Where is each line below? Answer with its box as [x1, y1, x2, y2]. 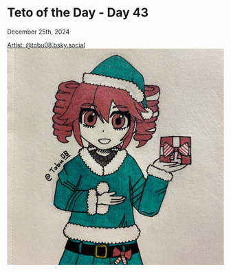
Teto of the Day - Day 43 [7, 5, 149, 21]
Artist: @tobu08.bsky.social [7, 41, 85, 49]
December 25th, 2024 [7, 27, 70, 36]
